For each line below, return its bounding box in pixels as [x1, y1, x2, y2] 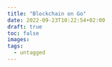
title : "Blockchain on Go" [7, 10, 87, 17]
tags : [7, 43, 23, 50]
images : [7, 36, 30, 43]
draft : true [7, 23, 42, 30]
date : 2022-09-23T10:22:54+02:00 [7, 17, 106, 24]
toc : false [7, 29, 39, 37]
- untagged [13, 50, 46, 57]
